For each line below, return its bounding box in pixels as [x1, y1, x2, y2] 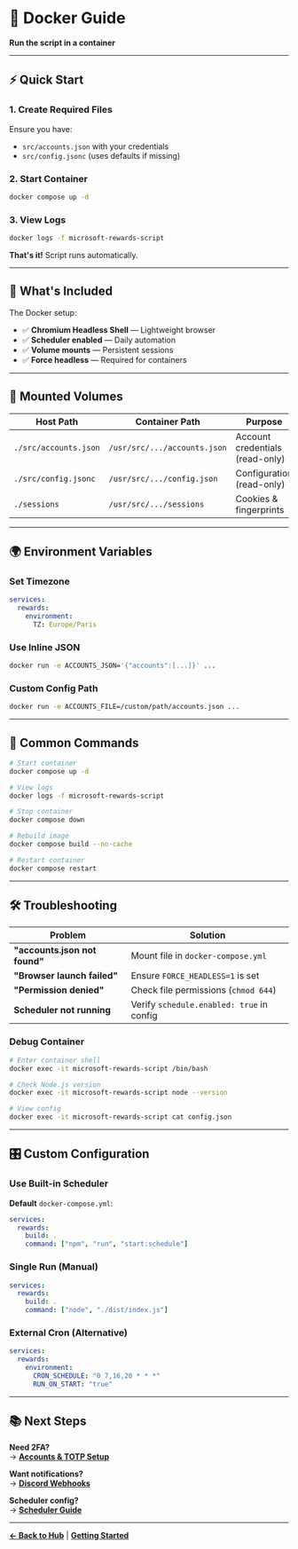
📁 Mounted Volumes [9, 389, 124, 405]
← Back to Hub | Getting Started [9, 1529, 129, 1540]
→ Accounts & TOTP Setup [9, 1451, 109, 1462]
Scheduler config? [9, 1495, 79, 1506]
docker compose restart [9, 864, 98, 873]
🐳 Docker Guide [9, 8, 126, 28]
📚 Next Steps [9, 1414, 87, 1429]
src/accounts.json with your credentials [21, 141, 169, 152]
